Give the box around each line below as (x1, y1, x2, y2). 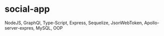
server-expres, (4, 25, 35, 31)
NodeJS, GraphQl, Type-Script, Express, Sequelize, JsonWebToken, (4, 20, 143, 26)
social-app (4, 3, 50, 15)
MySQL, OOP (36, 25, 63, 31)
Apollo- (144, 20, 160, 26)
